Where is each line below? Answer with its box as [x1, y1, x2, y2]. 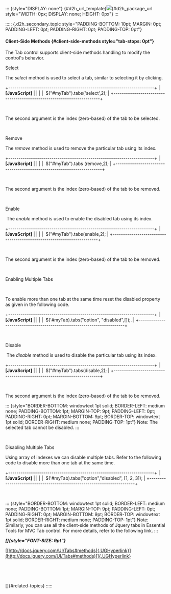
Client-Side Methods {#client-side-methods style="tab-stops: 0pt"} [5, 38, 155, 44]
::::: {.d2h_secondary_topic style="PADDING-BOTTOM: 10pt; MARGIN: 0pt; [5, 21, 162, 27]
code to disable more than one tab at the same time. [5, 460, 115, 466]
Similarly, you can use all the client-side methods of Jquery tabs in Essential [5, 522, 165, 528]
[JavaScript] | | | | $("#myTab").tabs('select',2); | [5, 90, 110, 96]
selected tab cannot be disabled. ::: [5, 424, 80, 431]
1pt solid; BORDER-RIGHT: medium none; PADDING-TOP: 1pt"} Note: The [5, 419, 158, 425]
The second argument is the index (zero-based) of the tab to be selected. [5, 115, 160, 121]
